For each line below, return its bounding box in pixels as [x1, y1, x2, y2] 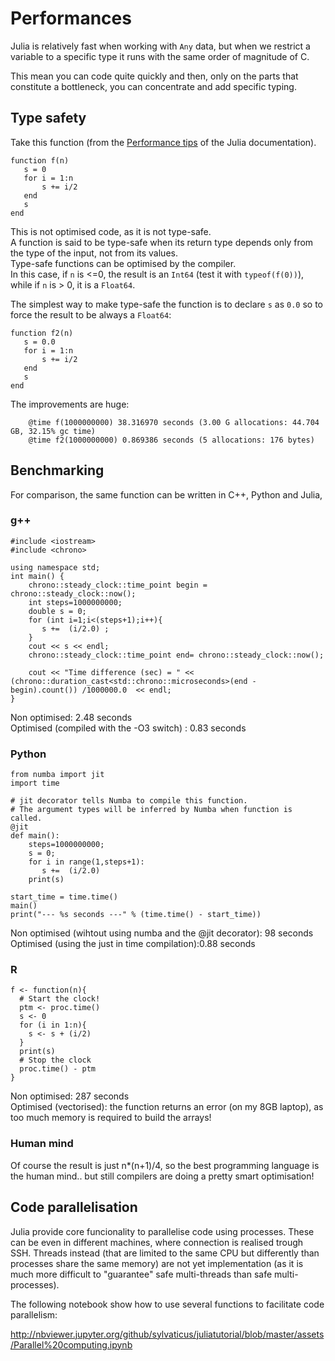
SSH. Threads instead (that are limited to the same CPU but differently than [10, 1247, 320, 1259]
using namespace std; [10, 562, 101, 572]
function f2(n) [10, 328, 74, 338]
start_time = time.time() [10, 892, 118, 902]
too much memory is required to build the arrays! [10, 1112, 212, 1124]
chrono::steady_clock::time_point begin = [28, 580, 208, 590]
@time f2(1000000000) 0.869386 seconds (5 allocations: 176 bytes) [28, 435, 315, 445]
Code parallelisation [10, 1199, 138, 1216]
